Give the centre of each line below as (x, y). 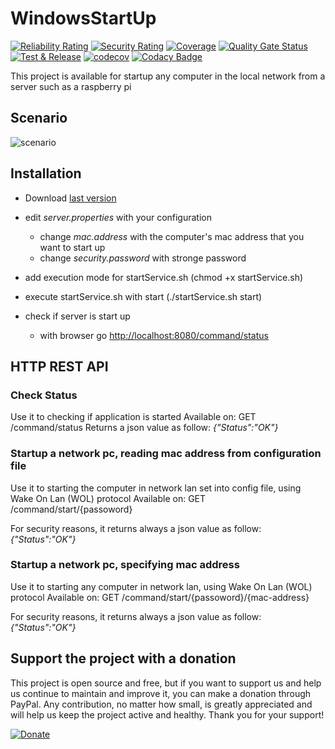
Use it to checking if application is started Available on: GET (133, 417)
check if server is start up (77, 316)
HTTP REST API (59, 366)
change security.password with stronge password (143, 258)
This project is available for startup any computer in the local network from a (168, 76)
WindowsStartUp (83, 18)
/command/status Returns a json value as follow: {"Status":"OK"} (144, 428)
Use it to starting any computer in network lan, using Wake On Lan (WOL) (161, 586)
